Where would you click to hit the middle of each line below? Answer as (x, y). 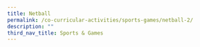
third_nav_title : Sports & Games (55, 33)
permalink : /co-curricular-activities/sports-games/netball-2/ (100, 20)
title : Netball (29, 13)
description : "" (30, 26)
